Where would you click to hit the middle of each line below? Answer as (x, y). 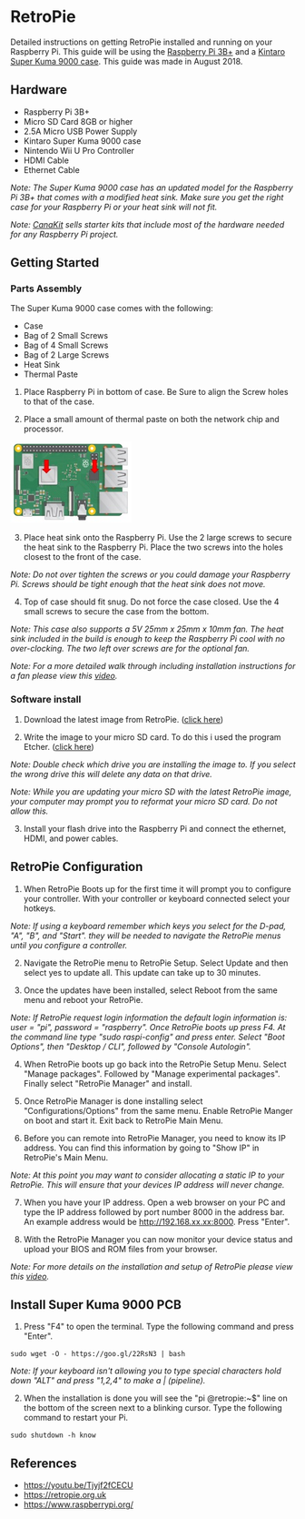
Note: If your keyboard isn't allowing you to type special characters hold (146, 1371)
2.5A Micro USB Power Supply (80, 131)
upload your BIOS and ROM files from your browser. (120, 1249)
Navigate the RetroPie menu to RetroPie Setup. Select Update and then (156, 963)
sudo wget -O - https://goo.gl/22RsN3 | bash (98, 1354)
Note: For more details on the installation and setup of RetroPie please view (152, 1266)
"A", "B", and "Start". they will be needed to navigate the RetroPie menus (146, 936)
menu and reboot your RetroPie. (83, 999)
